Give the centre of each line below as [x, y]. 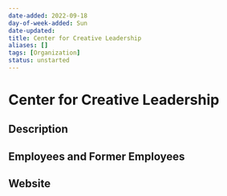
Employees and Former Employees [97, 156]
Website [29, 184]
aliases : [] [28, 46]
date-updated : [32, 30]
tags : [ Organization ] [45, 53]
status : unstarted [39, 61]
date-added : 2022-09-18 [48, 16]
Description [38, 129]
